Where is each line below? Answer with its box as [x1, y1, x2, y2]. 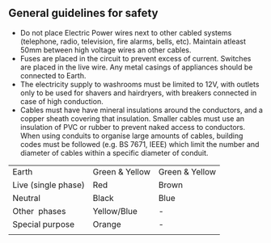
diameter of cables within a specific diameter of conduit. [19, 148, 209, 157]
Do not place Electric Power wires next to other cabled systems [19, 27, 232, 37]
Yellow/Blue [92, 205, 138, 216]
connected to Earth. [19, 70, 87, 80]
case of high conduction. [19, 96, 104, 106]
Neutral [12, 192, 40, 203]
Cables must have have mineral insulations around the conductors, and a [19, 105, 263, 115]
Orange [92, 218, 121, 229]
